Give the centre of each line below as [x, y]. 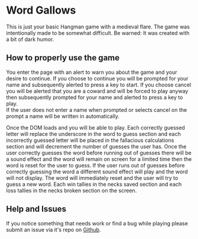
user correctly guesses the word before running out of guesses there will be [99, 153]
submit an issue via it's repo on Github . [53, 230]
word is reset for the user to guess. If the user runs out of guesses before [95, 165]
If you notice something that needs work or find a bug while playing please [97, 223]
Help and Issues [36, 209]
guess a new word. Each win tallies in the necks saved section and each [94, 184]
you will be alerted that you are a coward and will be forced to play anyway [97, 91]
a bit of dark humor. [30, 39]
